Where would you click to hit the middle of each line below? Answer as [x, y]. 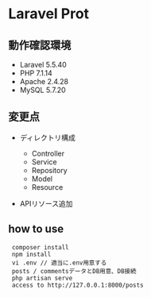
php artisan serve [42, 278]
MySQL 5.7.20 [43, 90]
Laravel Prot [49, 14]
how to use [36, 229]
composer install [40, 247]
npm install [31, 254]
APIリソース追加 [46, 203]
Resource [47, 187]
